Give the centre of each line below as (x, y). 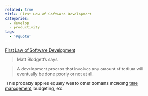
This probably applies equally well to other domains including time (72, 83)
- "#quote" (20, 37)
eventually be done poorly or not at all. (55, 74)
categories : (17, 18)
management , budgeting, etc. (34, 88)
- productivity (25, 27)
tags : (10, 32)
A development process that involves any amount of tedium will (80, 69)
